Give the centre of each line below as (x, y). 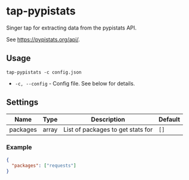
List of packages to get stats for (108, 129)
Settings (22, 103)
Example (19, 147)
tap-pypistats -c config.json (44, 72)
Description (108, 119)
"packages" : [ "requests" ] (44, 166)
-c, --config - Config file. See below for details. (75, 83)
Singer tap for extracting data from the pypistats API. (71, 28)
